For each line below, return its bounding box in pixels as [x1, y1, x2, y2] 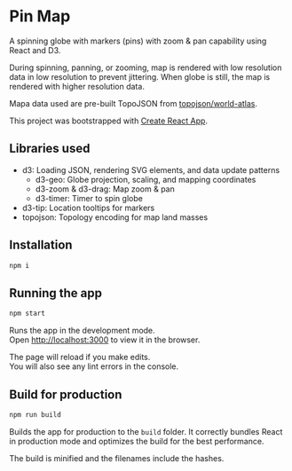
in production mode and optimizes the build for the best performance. [9, 436, 264, 446]
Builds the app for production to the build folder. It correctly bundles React [9, 426, 283, 436]
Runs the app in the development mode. [9, 326, 155, 336]
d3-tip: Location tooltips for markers [21, 202, 155, 213]
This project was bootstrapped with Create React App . [9, 115, 209, 126]
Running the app [9, 286, 102, 301]
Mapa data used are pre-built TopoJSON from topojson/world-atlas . [9, 98, 258, 108]
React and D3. [9, 44, 61, 55]
